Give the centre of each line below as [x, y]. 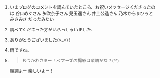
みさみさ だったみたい [32, 19]
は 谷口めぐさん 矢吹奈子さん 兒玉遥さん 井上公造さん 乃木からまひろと [81, 13]
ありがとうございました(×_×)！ [41, 40]
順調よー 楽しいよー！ [32, 71]
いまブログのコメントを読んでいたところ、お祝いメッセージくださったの [82, 7]
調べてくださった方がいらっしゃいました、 [52, 30]
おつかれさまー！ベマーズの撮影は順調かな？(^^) [70, 60]
